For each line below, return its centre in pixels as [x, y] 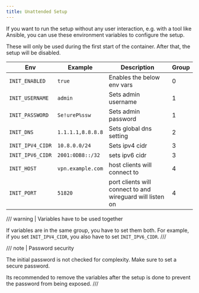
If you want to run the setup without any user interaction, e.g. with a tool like [99, 28]
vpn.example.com [80, 168]
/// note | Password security [40, 248]
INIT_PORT [23, 193]
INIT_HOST [23, 168]
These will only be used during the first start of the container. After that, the [98, 46]
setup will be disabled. [33, 52]
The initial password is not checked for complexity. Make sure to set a [91, 259]
